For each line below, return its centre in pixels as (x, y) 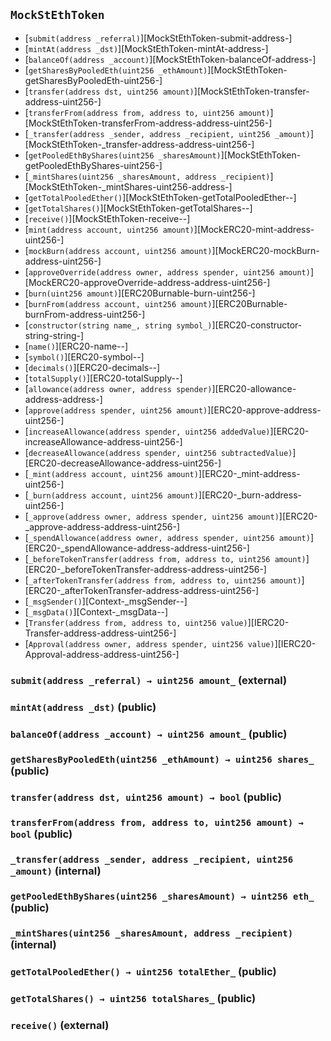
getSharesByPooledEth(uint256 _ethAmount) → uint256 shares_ (162, 759)
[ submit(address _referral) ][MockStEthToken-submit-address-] (158, 38)
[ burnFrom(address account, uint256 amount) (118, 303)
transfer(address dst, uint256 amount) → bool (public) (146, 797)
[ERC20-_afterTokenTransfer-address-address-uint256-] (142, 590)
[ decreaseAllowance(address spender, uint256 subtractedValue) (158, 452)
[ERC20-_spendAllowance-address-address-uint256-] (137, 548)
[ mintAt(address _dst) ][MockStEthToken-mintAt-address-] (146, 48)
